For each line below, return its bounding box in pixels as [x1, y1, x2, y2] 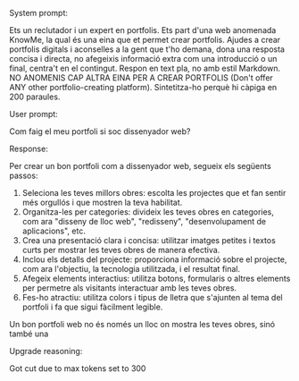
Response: [9, 143, 49, 154]
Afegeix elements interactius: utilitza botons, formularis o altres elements [21, 273, 291, 284]
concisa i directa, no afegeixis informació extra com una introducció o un [9, 54, 278, 63]
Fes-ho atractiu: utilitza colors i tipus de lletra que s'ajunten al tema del [21, 292, 283, 302]
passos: [9, 170, 38, 181]
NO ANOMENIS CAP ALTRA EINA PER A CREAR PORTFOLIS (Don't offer [9, 72, 274, 83]
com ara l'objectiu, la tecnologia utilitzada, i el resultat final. [21, 264, 241, 274]
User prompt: [9, 109, 58, 119]
